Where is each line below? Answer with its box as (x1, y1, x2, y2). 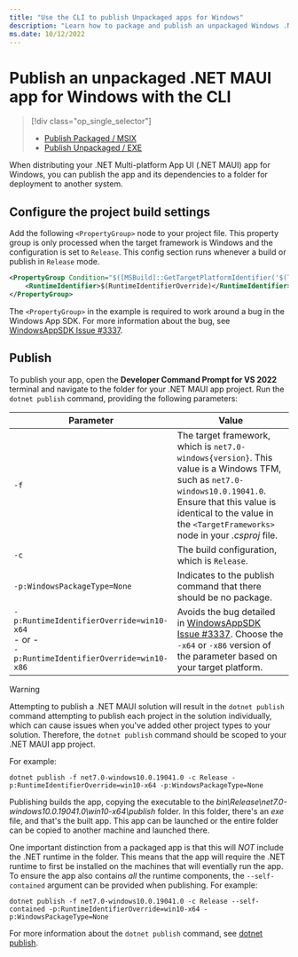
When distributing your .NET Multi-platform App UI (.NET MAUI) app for (9, 160, 271, 170)
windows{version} (176, 453, 250, 463)
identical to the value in (176, 507, 274, 519)
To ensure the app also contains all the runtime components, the (9, 870, 246, 881)
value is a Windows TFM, (176, 463, 282, 475)
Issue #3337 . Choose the (176, 628, 284, 640)
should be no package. (176, 591, 272, 604)
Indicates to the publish (176, 569, 275, 581)
